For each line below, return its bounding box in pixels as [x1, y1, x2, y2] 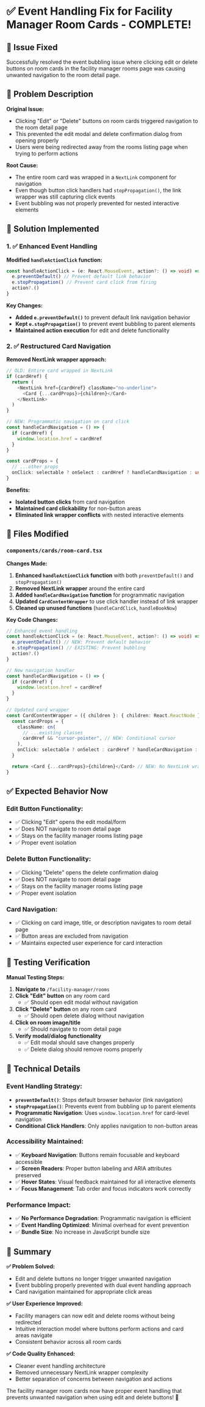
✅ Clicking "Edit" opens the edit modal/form [15, 818, 126, 826]
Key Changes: [6, 301, 43, 309]
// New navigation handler [6, 667, 75, 673]
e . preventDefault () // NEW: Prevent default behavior [12, 639, 151, 646]
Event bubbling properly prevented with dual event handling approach [15, 1281, 191, 1289]
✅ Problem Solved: [6, 1262, 55, 1270]
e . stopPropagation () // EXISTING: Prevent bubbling [12, 645, 146, 651]
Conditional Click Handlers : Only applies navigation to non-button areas [15, 1122, 198, 1130]
